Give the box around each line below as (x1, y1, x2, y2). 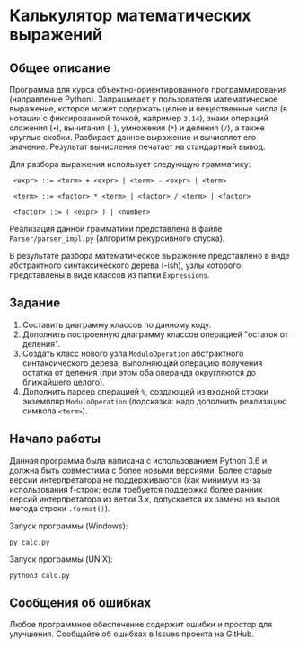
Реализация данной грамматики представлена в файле (9, 224, 223, 234)
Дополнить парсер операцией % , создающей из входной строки (22, 386, 269, 396)
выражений (9, 24, 103, 45)
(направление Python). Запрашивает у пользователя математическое (9, 93, 278, 104)
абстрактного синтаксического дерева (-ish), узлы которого (9, 260, 242, 271)
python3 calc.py (9, 571, 70, 580)
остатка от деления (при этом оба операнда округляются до (22, 367, 256, 377)
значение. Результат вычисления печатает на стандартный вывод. (9, 141, 267, 152)
